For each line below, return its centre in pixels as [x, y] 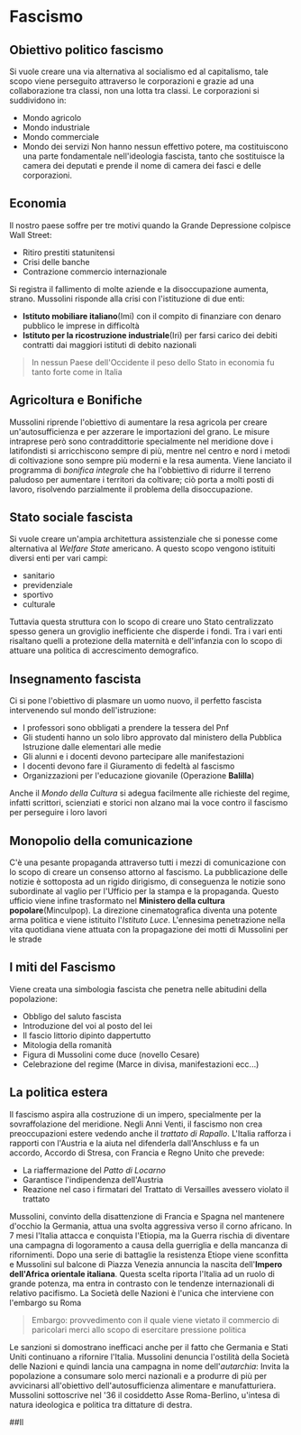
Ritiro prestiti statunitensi [68, 252]
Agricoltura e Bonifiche [76, 400]
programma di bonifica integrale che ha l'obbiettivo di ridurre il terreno [140, 470]
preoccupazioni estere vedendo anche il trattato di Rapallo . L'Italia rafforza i [150, 1133]
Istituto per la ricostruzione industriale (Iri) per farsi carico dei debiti [150, 335]
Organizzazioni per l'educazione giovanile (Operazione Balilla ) [138, 776]
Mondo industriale [56, 127]
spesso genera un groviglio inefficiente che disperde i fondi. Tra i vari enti [146, 631]
